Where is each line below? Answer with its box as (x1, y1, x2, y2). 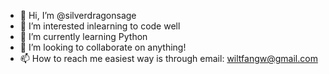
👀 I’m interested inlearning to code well (19, 20, 181, 32)
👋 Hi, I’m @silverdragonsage (19, 10, 137, 21)
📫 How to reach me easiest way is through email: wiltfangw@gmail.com (19, 53, 318, 64)
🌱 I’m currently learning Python (19, 31, 148, 42)
